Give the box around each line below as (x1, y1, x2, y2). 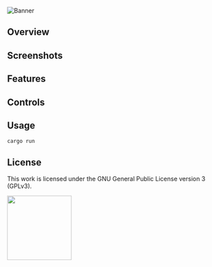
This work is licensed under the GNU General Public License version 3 (7, 175, 206, 183)
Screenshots (7, 49, 63, 61)
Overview (7, 26, 50, 38)
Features (7, 73, 46, 85)
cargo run (7, 138, 36, 145)
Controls (7, 96, 45, 108)
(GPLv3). (7, 182, 32, 190)
